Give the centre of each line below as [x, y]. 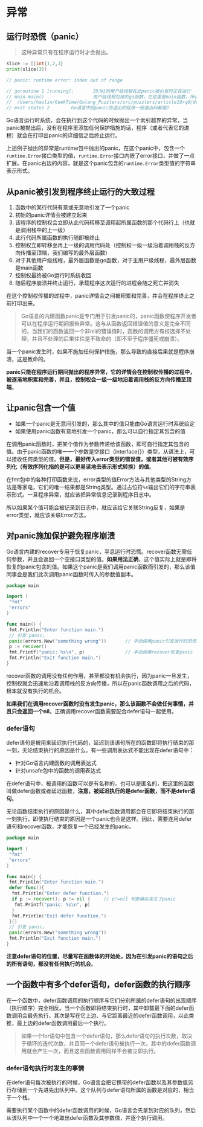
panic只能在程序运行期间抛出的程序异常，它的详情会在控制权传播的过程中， [101, 371]
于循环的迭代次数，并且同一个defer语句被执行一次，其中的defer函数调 [108, 1043]
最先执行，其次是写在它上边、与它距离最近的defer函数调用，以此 [108, 1015]
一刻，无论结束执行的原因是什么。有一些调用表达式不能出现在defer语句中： [100, 750]
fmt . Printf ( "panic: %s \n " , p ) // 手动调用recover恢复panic [101, 652]
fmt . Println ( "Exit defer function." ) [59, 916]
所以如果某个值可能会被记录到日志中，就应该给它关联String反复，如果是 [96, 507]
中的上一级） [52, 230]
